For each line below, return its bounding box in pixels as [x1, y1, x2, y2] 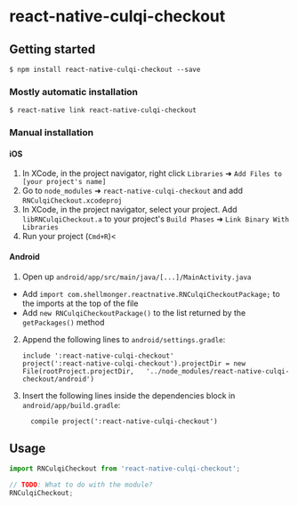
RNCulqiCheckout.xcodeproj [21, 197, 123, 205]
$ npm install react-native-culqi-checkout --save [9, 65, 201, 74]
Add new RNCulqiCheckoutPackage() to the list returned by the [21, 307, 246, 317]
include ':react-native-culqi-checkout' [21, 351, 174, 360]
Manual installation [9, 126, 94, 139]
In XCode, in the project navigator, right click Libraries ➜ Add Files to [21, 168, 283, 179]
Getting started [9, 42, 96, 57]
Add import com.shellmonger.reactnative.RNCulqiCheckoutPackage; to [21, 288, 280, 299]
